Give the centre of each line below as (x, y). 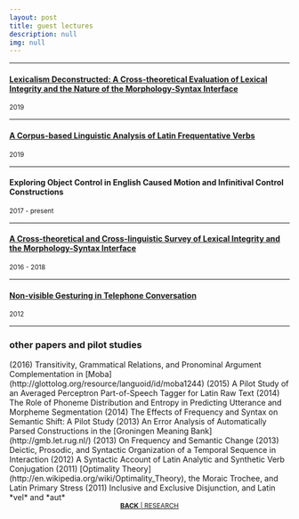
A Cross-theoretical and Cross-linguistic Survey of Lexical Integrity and (145, 239)
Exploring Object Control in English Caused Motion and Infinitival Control (147, 183)
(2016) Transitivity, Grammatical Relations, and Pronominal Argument (135, 364)
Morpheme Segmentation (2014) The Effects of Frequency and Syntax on (144, 412)
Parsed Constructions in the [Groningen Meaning (99, 431)
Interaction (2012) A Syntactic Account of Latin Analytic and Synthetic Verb (147, 459)
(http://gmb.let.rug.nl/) (50, 440)
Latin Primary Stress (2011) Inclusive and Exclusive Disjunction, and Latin (142, 488)
